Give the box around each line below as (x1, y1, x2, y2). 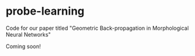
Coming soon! (6, 43, 41, 50)
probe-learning (6, 4, 85, 18)
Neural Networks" (6, 30, 51, 38)
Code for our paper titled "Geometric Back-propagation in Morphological (6, 24, 189, 32)
